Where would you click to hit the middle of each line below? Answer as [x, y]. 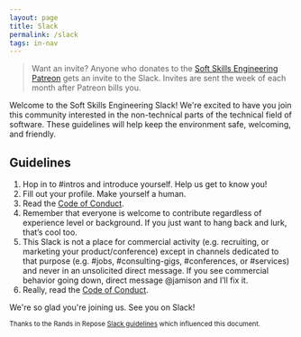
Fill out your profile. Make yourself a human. [104, 194]
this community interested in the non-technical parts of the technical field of [151, 115]
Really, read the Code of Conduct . [85, 290]
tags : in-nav [34, 43]
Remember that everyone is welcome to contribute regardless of [142, 213]
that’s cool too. [50, 232]
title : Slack [34, 26]
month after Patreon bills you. [86, 88]
